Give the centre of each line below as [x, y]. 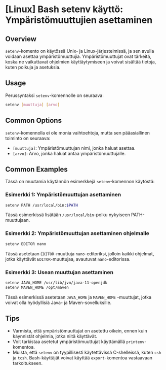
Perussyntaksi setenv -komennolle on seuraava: [54, 95]
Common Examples [37, 169]
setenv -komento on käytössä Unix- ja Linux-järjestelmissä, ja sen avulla [80, 51]
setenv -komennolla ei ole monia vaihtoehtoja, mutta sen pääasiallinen [78, 132]
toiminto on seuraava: [28, 138]
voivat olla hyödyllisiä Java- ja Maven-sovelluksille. [58, 302]
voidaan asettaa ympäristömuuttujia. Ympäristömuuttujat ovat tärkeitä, [78, 56]
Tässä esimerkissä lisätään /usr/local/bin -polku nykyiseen [68, 215]
